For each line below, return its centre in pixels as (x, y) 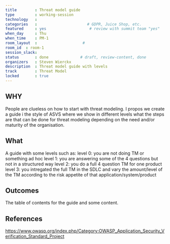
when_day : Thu (26, 33)
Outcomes (22, 190)
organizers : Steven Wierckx (38, 62)
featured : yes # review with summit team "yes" (82, 29)
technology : (21, 19)
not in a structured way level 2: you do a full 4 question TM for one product (84, 164)
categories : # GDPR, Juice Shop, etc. (74, 24)
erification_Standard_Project (35, 236)
